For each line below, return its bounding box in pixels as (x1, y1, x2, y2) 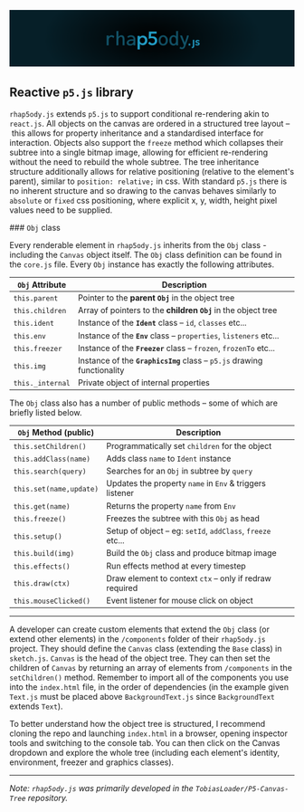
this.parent (13, 293, 59, 303)
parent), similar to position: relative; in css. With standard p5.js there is (9, 176, 288, 186)
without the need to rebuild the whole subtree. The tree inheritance (9, 157, 260, 167)
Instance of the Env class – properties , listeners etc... (78, 330, 280, 340)
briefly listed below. (9, 406, 82, 417)
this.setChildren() (13, 442, 87, 451)
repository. (27, 792, 69, 803)
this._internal (13, 379, 71, 388)
